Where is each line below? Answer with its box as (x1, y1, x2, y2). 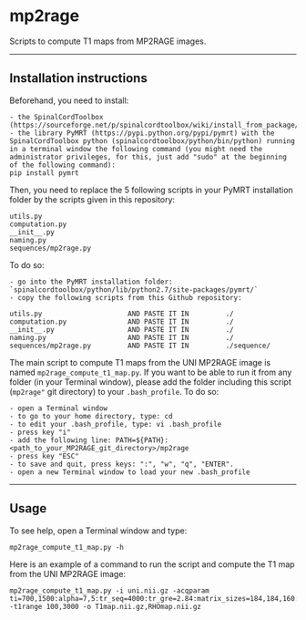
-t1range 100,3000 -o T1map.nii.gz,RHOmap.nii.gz (9, 602, 202, 611)
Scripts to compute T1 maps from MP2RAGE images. (9, 36, 207, 46)
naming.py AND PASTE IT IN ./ (9, 333, 234, 342)
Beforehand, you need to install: (9, 95, 129, 106)
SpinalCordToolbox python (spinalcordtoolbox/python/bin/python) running (9, 136, 296, 146)
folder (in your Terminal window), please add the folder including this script (9, 376, 291, 387)
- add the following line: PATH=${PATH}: (9, 435, 169, 445)
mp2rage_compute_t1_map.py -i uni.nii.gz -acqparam (9, 585, 209, 595)
